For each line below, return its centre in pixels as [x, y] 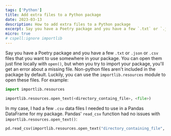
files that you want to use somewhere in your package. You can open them [84, 58]
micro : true [18, 34]
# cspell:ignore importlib [34, 39]
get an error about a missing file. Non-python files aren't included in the [80, 69]
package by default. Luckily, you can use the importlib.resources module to [85, 74]
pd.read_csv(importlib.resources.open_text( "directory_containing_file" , [85, 128]
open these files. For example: [37, 80]
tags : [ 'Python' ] [24, 10]
